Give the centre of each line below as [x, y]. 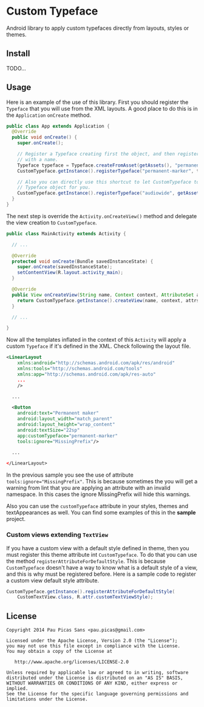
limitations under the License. [47, 699]
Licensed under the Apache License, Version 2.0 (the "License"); [92, 641]
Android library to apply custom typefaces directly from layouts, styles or [98, 28]
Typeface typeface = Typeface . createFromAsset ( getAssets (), [95, 165]
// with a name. [38, 159]
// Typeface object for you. [54, 188]
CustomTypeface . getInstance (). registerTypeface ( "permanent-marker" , [106, 171]
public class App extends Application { [58, 126]
